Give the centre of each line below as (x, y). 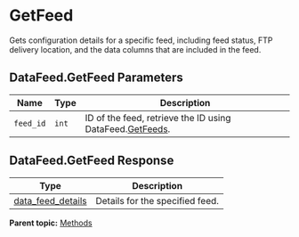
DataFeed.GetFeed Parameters (97, 78)
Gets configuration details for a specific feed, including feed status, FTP (141, 40)
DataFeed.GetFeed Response (92, 161)
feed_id (30, 123)
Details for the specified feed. (158, 200)
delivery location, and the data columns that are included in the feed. (135, 49)
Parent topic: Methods (51, 223)
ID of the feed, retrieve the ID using (158, 118)
